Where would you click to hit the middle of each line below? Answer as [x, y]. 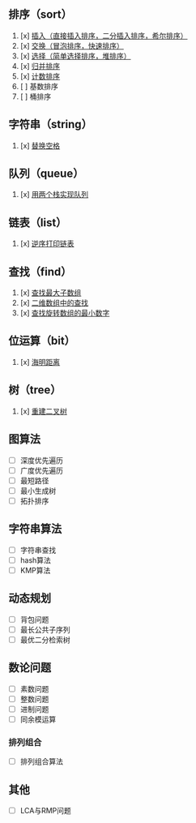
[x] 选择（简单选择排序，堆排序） [75, 56]
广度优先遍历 [41, 470]
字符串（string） [51, 124]
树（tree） [35, 390]
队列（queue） [46, 174]
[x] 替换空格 [40, 145]
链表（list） [38, 223]
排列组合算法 [41, 761]
